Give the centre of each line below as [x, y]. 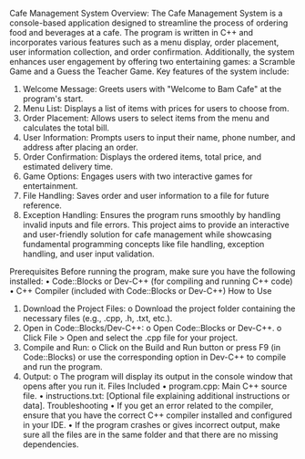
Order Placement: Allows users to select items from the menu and [146, 118]
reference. [42, 205]
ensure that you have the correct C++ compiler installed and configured [158, 415]
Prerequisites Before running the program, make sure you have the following [152, 271]
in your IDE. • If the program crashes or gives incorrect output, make [151, 425]
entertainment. [50, 186]
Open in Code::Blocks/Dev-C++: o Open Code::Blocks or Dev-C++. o [152, 328]
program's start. [53, 99]
